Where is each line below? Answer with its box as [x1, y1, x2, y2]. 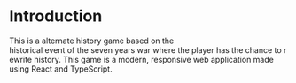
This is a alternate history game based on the [9, 35, 175, 46]
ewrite [9, 54, 33, 64]
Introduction [9, 6, 103, 26]
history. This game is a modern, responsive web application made [34, 54, 275, 64]
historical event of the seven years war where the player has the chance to [9, 44, 282, 55]
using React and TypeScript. [9, 64, 113, 74]
